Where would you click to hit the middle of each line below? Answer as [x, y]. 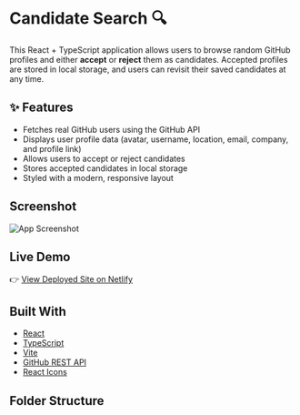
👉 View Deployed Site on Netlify [71, 279]
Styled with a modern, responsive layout [98, 177]
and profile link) [52, 148]
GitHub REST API [55, 362]
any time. [27, 78]
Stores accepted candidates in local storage [105, 168]
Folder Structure [57, 401]
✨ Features [41, 108]
